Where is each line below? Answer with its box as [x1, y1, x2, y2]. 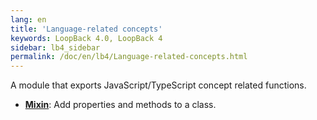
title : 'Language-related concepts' [10, 24, 163, 34]
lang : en [10, 14, 47, 25]
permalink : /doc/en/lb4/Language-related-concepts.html [10, 52, 248, 62]
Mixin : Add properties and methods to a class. [24, 99, 217, 111]
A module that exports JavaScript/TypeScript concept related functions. [10, 79, 307, 91]
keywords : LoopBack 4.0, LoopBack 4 [10, 33, 163, 43]
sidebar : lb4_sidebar [10, 42, 101, 53]
